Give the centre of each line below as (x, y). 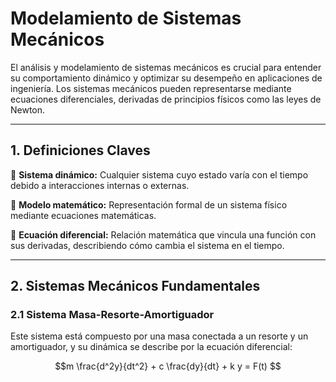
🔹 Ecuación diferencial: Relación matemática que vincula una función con (163, 234)
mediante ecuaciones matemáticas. (83, 215)
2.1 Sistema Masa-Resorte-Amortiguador (112, 315)
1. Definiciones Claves (80, 150)
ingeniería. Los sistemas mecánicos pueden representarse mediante (151, 88)
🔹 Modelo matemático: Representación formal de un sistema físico (149, 204)
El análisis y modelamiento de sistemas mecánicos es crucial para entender (166, 67)
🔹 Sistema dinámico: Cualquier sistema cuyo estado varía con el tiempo (159, 174)
